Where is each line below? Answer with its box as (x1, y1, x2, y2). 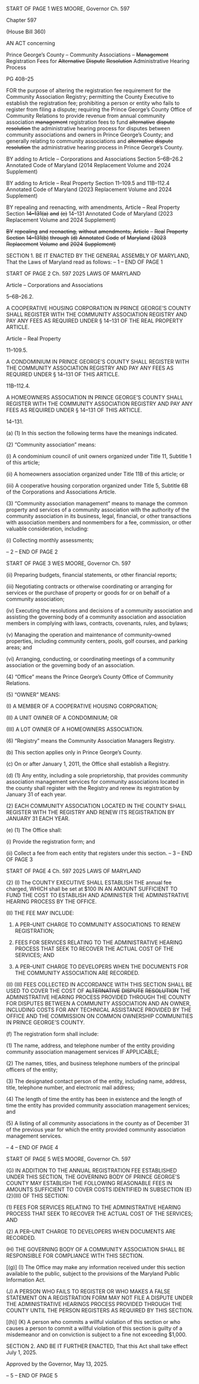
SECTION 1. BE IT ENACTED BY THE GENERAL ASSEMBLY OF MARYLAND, (6, 252, 190, 259)
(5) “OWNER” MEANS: (6, 691, 61, 698)
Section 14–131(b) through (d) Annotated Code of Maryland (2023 (6, 235, 166, 241)
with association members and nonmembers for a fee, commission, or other (6, 519, 192, 526)
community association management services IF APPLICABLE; (6, 1048, 159, 1055)
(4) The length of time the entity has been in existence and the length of (6, 1095, 182, 1102)
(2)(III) (6, 1192, 22, 1199)
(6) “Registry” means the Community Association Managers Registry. (6, 738, 175, 744)
